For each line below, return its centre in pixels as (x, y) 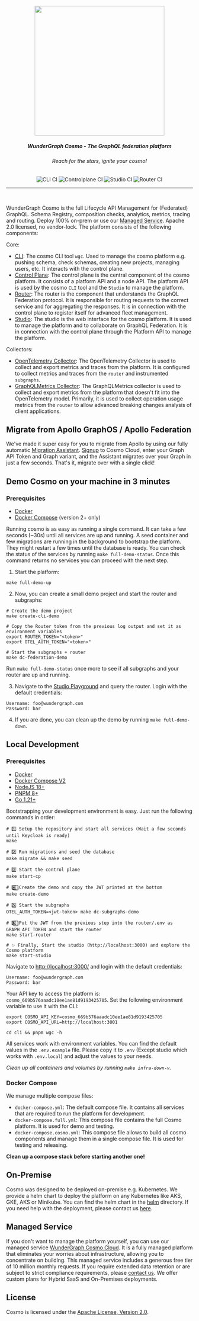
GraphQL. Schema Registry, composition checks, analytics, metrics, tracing (98, 214)
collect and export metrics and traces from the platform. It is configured (102, 367)
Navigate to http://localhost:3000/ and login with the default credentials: (94, 966)
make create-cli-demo (33, 616)
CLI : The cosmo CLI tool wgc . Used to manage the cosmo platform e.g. (100, 256)
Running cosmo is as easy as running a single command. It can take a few (96, 529)
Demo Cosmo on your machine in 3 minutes (88, 481)
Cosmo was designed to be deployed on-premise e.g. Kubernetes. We (92, 1189)
